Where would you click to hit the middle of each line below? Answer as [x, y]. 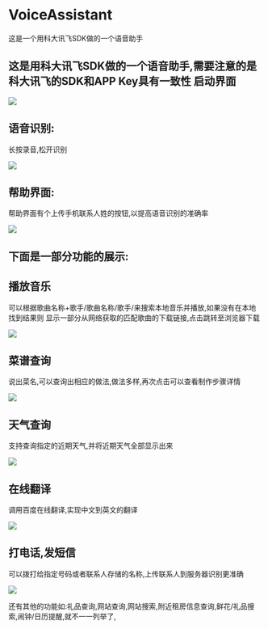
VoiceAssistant [61, 15]
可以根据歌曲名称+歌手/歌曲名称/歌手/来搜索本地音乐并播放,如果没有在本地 [132, 307]
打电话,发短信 [42, 553]
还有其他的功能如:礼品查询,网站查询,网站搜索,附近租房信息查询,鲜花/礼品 [128, 606]
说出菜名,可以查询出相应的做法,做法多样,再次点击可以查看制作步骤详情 [125, 382]
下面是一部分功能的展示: [69, 256]
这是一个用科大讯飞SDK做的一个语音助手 [76, 38]
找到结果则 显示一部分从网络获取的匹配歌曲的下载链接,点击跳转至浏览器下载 [134, 318]
